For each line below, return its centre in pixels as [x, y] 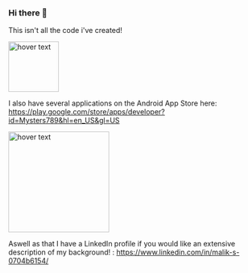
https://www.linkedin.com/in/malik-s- [178, 252]
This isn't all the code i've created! [66, 31]
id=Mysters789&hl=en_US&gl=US [64, 121]
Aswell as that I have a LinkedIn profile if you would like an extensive [122, 244]
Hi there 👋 [28, 13]
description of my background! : [62, 252]
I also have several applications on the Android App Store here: [113, 103]
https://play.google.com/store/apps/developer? [87, 112]
